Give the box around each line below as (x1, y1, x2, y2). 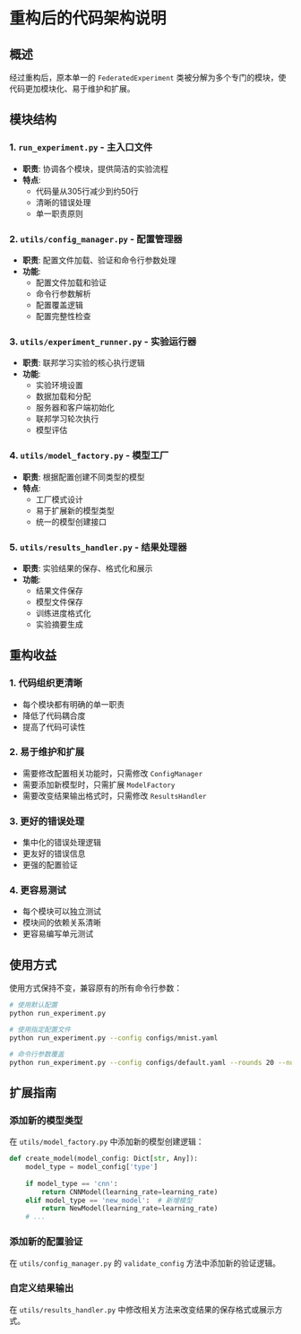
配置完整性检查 (35, 310, 91, 321)
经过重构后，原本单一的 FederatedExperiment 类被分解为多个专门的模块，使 (9, 73, 287, 82)
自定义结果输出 (9, 1282, 74, 1295)
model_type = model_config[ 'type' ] (25, 1163, 159, 1172)
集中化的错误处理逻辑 (21, 837, 101, 848)
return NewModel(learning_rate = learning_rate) (41, 1204, 219, 1213)
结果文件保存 (35, 585, 83, 596)
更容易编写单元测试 (21, 929, 94, 940)
